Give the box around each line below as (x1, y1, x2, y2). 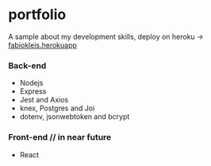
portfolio (8, 6, 67, 24)
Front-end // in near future (8, 132, 112, 143)
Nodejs (19, 78, 44, 88)
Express (19, 87, 47, 96)
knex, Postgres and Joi (19, 103, 95, 113)
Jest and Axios (19, 95, 69, 105)
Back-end (8, 60, 47, 71)
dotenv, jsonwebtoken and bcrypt (19, 112, 130, 122)
